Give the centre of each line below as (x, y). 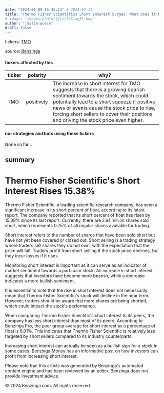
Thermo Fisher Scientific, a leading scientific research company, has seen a (81, 205)
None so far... (19, 144)
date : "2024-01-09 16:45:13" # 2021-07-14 (49, 10)
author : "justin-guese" (29, 23)
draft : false (18, 28)
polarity (37, 75)
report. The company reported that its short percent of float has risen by (78, 215)
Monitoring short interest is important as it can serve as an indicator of (76, 265)
